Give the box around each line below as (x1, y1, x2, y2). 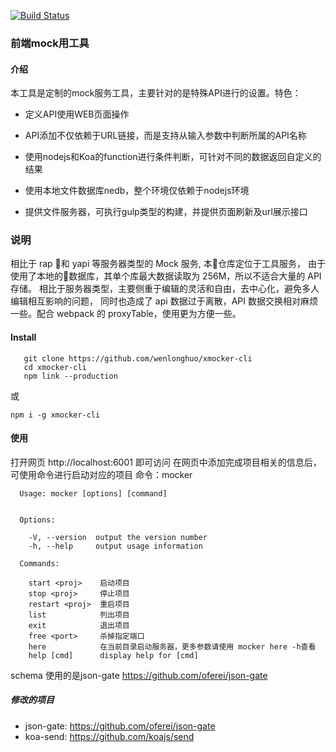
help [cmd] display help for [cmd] (28, 650, 199, 660)
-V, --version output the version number (28, 532, 208, 542)
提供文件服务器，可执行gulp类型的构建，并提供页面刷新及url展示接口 (24, 206, 308, 218)
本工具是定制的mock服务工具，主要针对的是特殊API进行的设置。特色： (10, 87, 302, 99)
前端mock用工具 (10, 36, 90, 50)
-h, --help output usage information (28, 541, 203, 551)
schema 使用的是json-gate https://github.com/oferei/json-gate (10, 669, 268, 681)
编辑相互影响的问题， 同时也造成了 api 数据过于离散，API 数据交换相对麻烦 (10, 295, 318, 307)
